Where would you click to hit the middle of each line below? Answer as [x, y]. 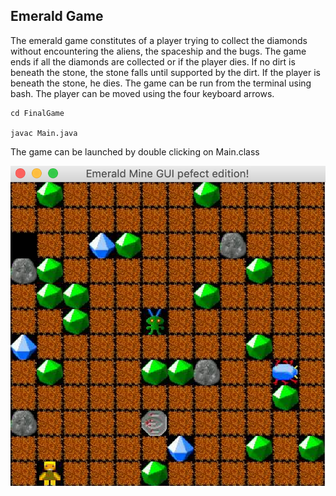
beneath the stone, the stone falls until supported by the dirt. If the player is [165, 72]
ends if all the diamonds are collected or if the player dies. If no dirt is [153, 61]
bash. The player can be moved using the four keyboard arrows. [142, 93]
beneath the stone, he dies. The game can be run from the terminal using [161, 83]
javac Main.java [44, 133]
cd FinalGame [37, 113]
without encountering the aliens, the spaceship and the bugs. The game [158, 51]
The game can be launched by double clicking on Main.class [135, 151]
